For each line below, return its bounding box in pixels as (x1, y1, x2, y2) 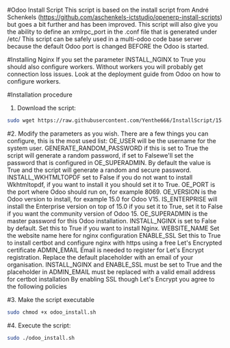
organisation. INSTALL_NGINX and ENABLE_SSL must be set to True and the (7, 260, 222, 269)
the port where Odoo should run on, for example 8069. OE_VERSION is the (7, 188, 217, 196)
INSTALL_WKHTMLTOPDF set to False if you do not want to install (7, 173, 193, 181)
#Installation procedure (7, 90, 73, 99)
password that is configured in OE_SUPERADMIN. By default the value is (7, 158, 211, 166)
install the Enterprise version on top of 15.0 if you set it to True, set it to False (7, 202, 223, 210)
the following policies (7, 282, 67, 290)
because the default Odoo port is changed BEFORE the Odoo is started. (7, 42, 209, 50)
